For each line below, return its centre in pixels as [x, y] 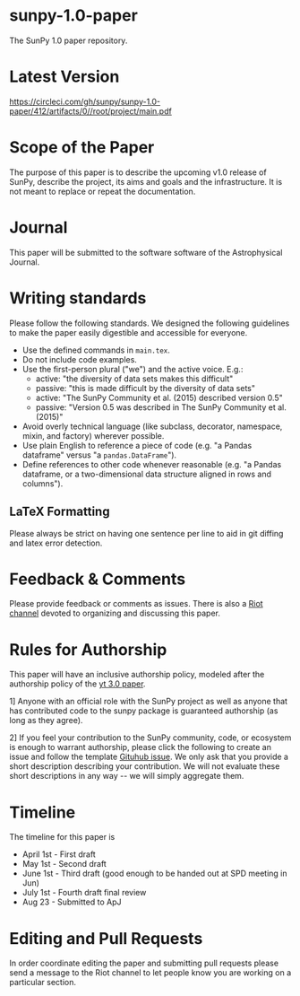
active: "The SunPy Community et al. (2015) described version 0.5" [159, 398]
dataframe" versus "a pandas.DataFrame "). [99, 455]
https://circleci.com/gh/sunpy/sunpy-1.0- [85, 101]
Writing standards [78, 298]
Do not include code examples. [79, 359]
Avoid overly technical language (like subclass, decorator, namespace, [152, 426]
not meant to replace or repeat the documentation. [103, 191]
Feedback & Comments [98, 579]
